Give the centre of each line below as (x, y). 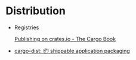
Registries (27, 27)
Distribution (36, 11)
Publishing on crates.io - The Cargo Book (65, 39)
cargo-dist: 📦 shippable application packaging (72, 50)
